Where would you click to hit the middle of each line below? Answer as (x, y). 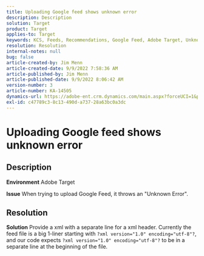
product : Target (27, 29)
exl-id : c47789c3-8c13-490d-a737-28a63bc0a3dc (66, 102)
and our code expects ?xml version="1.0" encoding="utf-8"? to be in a (96, 240)
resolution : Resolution (36, 46)
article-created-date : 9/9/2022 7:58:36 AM (62, 68)
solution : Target (28, 23)
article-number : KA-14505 (39, 91)
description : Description (39, 18)
